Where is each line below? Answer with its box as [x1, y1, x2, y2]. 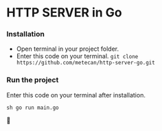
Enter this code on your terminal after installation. [6, 91, 146, 99]
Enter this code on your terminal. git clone [16, 52, 139, 60]
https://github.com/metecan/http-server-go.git [16, 60, 155, 67]
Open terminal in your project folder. [16, 45, 119, 53]
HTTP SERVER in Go [6, 5, 123, 21]
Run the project [6, 75, 59, 85]
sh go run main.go [6, 104, 59, 111]
